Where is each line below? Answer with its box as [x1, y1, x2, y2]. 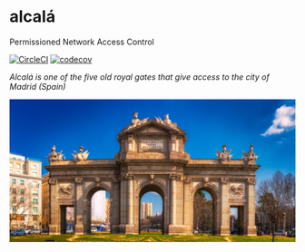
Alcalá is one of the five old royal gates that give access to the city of [9, 71, 270, 82]
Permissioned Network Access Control [9, 36, 154, 47]
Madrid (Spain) [9, 81, 66, 92]
